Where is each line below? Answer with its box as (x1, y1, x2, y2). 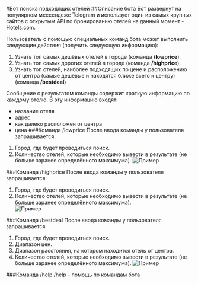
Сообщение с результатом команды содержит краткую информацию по (6, 90, 190, 97)
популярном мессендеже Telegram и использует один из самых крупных (6, 11, 193, 18)
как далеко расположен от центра (14, 120, 103, 127)
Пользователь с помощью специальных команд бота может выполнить (6, 36, 189, 42)
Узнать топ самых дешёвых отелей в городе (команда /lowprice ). (14, 53, 181, 60)
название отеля (14, 108, 55, 114)
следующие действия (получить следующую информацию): (6, 42, 159, 49)
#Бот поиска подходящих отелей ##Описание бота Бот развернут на (6, 5, 182, 12)
